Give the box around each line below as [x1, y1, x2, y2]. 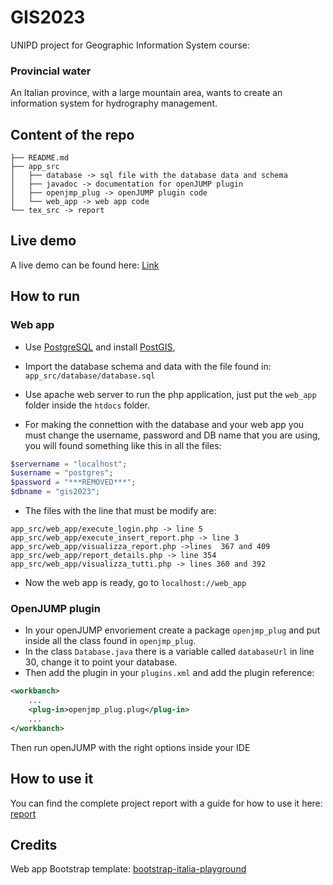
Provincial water [10, 64, 92, 78]
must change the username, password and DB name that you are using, [24, 429, 321, 441]
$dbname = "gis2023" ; [10, 487, 101, 497]
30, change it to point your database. [24, 656, 178, 668]
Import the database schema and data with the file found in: [24, 360, 272, 372]
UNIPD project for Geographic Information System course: [10, 39, 251, 51]
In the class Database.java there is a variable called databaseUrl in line [24, 646, 315, 658]
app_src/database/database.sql [24, 371, 156, 381]
